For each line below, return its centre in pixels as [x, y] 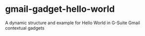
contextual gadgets [25, 28]
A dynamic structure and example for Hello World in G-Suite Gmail [72, 23]
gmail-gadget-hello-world [60, 9]
